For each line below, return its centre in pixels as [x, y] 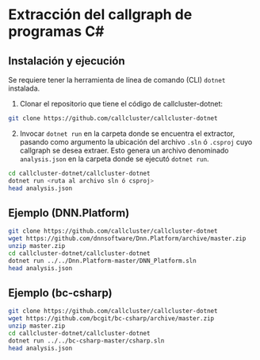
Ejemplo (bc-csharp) [60, 293]
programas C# [56, 31]
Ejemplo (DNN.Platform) [69, 213]
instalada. [24, 88]
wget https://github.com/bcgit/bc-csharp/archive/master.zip [111, 319]
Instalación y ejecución [67, 61]
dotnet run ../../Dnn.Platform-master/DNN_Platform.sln [102, 261]
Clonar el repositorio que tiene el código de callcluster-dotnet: [121, 104]
